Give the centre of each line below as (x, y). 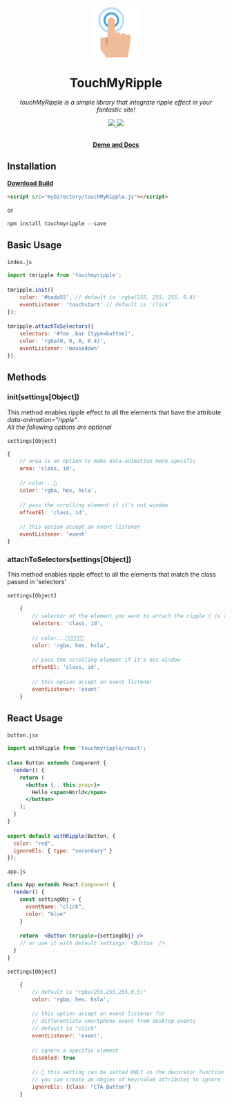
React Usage (35, 718)
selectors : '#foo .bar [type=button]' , (77, 334)
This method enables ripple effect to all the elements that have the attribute (114, 412)
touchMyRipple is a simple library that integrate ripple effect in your (116, 102)
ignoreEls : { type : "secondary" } (63, 851)
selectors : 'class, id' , (68, 623)
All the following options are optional (59, 427)
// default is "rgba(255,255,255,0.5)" (89, 992)
